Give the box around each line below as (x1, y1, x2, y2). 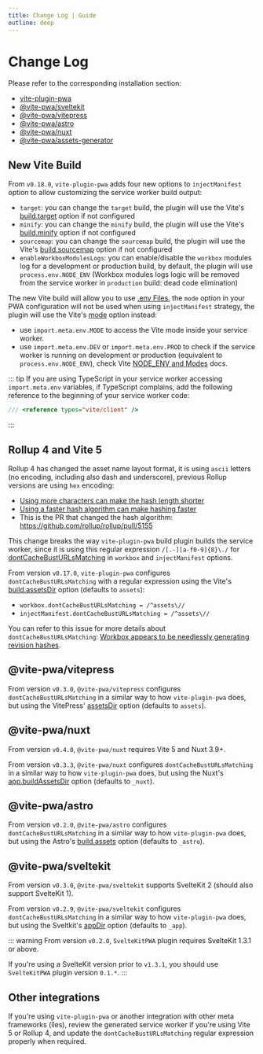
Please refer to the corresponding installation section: (8, 79, 182, 88)
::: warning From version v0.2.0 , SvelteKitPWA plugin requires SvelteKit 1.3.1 (8, 936, 252, 945)
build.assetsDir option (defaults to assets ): (8, 584, 145, 594)
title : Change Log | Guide (8, 11, 97, 20)
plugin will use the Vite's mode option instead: (8, 310, 157, 319)
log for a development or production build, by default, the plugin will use (19, 261, 254, 271)
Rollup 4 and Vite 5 (8, 443, 103, 456)
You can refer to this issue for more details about (8, 623, 166, 633)
